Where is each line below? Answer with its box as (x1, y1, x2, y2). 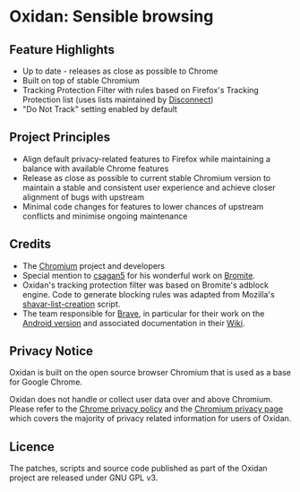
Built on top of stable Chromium (21, 75, 141, 86)
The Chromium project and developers (21, 260, 166, 271)
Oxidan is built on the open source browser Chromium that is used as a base (9, 367, 291, 378)
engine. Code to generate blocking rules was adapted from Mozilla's (21, 289, 275, 299)
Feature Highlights (9, 42, 115, 57)
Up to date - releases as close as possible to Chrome (21, 65, 219, 76)
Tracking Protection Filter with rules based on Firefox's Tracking (21, 85, 260, 95)
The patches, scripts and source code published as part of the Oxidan (9, 463, 268, 474)
